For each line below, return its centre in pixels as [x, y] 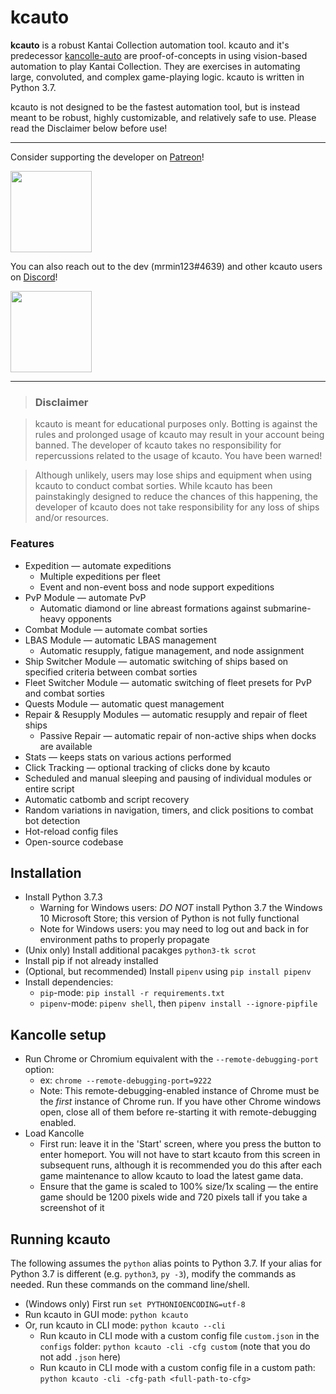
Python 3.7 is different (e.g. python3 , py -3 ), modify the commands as [153, 1273]
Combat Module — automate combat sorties [116, 629]
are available [66, 746]
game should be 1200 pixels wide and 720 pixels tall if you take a [173, 1197]
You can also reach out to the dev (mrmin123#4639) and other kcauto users [166, 266]
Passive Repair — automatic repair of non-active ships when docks [178, 735]
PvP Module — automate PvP [85, 597]
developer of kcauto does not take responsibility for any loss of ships [177, 507]
